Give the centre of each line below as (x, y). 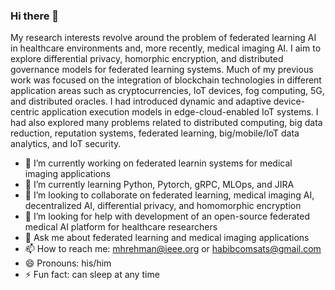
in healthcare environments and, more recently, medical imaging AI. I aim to (166, 48)
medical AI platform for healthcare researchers (121, 227)
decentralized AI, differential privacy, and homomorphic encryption (163, 206)
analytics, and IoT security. (66, 144)
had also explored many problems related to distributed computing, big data (166, 123)
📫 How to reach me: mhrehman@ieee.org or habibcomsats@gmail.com (173, 249)
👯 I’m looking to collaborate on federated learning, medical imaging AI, (169, 195)
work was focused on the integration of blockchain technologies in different (166, 80)
